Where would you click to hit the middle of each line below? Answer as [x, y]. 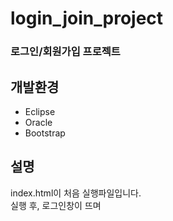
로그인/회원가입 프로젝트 [65, 52]
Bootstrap [45, 133]
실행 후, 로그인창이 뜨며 [56, 205]
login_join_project [87, 18]
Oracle [38, 122]
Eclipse [40, 111]
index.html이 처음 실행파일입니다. [76, 193]
